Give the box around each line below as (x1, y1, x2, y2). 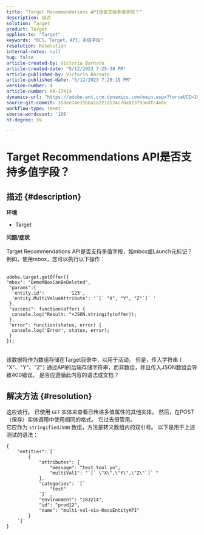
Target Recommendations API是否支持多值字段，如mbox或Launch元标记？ (6, 248, 193, 255)
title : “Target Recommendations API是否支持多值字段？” (6, 9, 143, 15)
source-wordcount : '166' (6, 111, 69, 117)
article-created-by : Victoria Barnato (6, 60, 104, 66)
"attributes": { (38, 459, 80, 465)
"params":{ (8, 285, 36, 291)
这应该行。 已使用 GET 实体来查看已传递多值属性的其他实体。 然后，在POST (6, 408, 194, 415)
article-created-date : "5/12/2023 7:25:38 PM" (6, 65, 126, 72)
